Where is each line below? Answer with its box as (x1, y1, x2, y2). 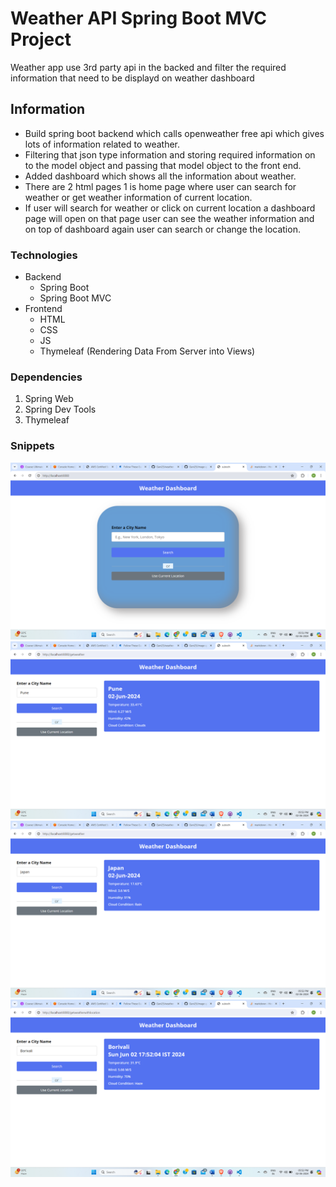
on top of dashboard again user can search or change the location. (24, 223, 301, 235)
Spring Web (24, 393, 74, 405)
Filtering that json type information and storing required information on (24, 148, 316, 161)
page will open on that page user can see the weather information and (24, 212, 315, 224)
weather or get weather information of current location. (24, 191, 253, 203)
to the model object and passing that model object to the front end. (24, 159, 302, 171)
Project (10, 28, 72, 51)
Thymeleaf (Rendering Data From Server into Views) (39, 345, 256, 357)
